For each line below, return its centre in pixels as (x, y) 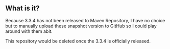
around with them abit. (29, 31)
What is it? (22, 8)
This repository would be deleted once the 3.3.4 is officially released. (78, 41)
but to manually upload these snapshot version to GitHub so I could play (81, 26)
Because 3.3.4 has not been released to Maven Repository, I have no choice (85, 20)
